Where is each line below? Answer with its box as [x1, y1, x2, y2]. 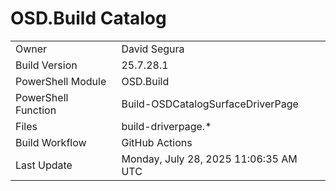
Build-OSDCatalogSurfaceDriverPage [121, 97, 299, 111]
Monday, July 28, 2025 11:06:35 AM [121, 152, 298, 166]
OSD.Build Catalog [10, 7, 167, 30]
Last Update [15, 158, 73, 172]
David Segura [121, 42, 185, 56]
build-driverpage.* [121, 119, 212, 133]
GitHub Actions [121, 135, 193, 149]
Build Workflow [15, 135, 87, 149]
